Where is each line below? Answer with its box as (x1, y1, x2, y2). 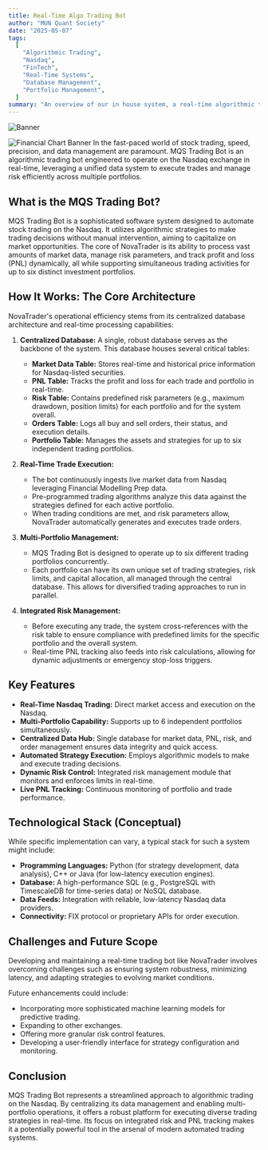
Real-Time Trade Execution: (19, 459, 114, 469)
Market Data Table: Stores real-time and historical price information (31, 359, 256, 368)
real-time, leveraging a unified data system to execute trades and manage (8, 163, 251, 173)
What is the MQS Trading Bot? (8, 195, 161, 208)
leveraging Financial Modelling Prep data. (31, 483, 168, 493)
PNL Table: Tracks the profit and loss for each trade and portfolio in (31, 376, 254, 385)
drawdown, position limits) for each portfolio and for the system (31, 401, 241, 411)
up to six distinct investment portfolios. (8, 266, 136, 276)
